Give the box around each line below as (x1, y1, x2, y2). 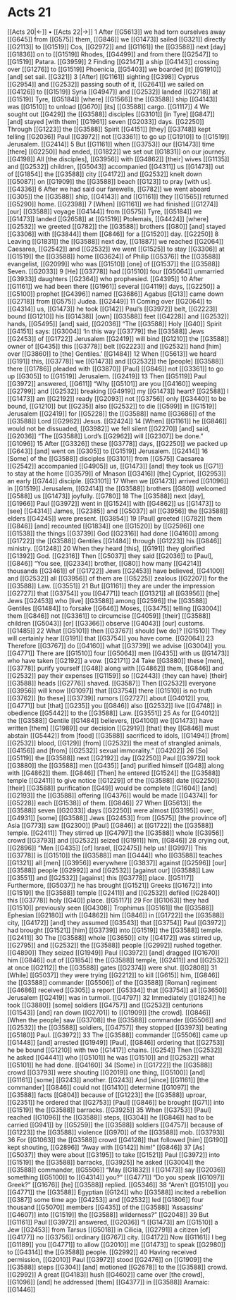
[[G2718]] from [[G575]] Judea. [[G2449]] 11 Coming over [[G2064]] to (7, 297, 213, 305)
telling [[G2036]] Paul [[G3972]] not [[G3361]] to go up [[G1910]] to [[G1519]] (7, 132, 230, 141)
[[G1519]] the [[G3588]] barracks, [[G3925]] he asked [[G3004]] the (7, 1158, 205, 1166)
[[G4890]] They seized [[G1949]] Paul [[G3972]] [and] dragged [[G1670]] (7, 948, 221, 957)
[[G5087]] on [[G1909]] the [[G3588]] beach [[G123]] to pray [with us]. (7, 177, 213, 185)
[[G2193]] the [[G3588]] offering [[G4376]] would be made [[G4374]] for (7, 791, 218, 800)
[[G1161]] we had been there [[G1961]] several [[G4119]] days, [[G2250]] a (7, 282, 221, 290)
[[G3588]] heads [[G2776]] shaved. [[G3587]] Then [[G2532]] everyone (7, 679, 216, 687)
